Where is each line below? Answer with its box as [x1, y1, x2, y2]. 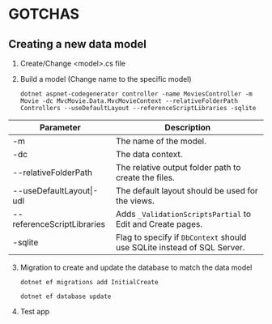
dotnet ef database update [19, 292, 112, 301]
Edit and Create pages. [116, 219, 202, 229]
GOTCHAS [8, 5, 79, 23]
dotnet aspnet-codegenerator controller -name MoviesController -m [19, 90, 253, 98]
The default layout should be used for [116, 185, 259, 196]
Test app [19, 307, 50, 316]
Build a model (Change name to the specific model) [19, 75, 192, 83]
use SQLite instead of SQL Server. [116, 242, 245, 253]
